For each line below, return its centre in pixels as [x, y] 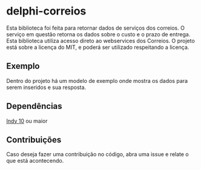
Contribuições [34, 139]
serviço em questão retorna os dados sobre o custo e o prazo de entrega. [98, 34]
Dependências [34, 106]
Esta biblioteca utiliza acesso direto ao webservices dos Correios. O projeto [100, 41]
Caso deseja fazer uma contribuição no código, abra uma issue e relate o [97, 154]
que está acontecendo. [35, 161]
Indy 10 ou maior [27, 121]
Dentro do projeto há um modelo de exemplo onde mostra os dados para [97, 80]
